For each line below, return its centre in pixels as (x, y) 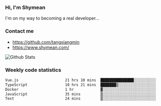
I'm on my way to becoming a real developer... (52, 18)
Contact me (20, 31)
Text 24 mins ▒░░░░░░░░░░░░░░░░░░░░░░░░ (80, 99)
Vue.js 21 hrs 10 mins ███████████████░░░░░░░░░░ (80, 80)
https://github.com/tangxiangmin (46, 42)
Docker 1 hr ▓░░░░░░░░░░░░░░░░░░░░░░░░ (80, 89)
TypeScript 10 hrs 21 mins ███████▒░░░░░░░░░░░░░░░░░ (80, 85)
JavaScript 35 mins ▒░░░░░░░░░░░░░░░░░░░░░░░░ (80, 94)
